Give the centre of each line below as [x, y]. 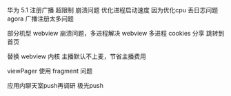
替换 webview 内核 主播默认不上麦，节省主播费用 [77, 56]
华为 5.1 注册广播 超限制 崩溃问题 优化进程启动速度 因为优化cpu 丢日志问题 [113, 10]
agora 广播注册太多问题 [40, 19]
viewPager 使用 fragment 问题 [50, 71]
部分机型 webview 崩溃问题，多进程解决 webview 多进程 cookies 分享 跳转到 [116, 33]
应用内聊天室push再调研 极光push [55, 85]
